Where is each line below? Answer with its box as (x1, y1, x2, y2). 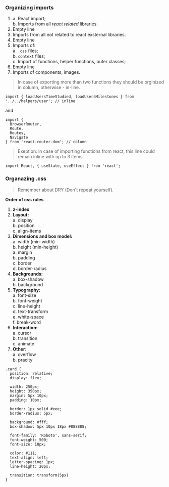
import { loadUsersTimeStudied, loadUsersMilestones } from (5, 94, 135, 100)
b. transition (12, 335, 38, 341)
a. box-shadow (12, 276, 44, 282)
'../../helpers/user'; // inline (5, 99, 76, 104)
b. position (12, 222, 35, 229)
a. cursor (12, 330, 32, 336)
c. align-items (12, 228, 41, 234)
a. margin (12, 249, 33, 255)
